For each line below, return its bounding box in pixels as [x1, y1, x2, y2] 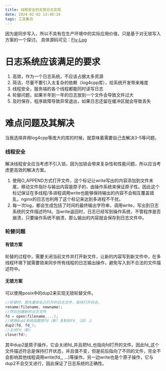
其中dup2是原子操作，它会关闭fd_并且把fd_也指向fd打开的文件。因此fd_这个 [5, 342, 160, 348]
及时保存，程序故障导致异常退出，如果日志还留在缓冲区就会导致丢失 [12, 98, 151, 104]
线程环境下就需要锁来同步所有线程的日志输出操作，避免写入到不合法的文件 [5, 259, 157, 265]
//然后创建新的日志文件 [5, 309, 47, 314]
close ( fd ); [5, 332, 28, 337]
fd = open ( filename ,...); [5, 313, 58, 319]
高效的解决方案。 [13, 167, 48, 173]
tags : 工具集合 [5, 16, 34, 21]
